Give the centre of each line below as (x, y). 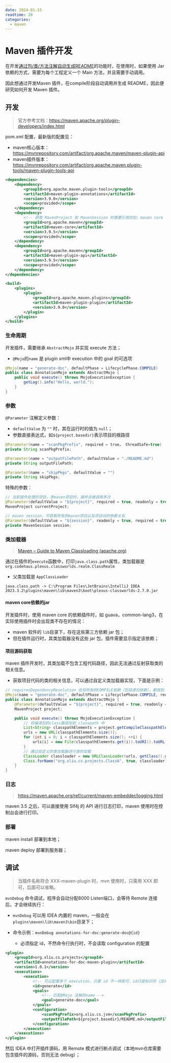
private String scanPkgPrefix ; (38, 449)
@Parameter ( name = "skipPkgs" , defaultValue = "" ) (60, 472)
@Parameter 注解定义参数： (33, 418)
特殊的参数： (19, 487)
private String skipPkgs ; (33, 477)
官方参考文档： (33, 120)
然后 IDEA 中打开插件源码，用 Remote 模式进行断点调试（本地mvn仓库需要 (83, 1048)
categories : (18, 19)
